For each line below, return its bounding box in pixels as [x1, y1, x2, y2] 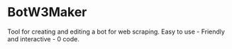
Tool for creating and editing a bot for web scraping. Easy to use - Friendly [7, 27, 226, 36]
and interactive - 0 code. [7, 34, 80, 43]
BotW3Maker [7, 4, 87, 20]
